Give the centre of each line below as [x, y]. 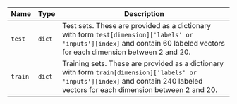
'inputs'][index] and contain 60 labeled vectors [144, 43]
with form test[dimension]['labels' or [128, 34]
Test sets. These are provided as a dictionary [137, 26]
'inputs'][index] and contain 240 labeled [133, 81]
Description [144, 14]
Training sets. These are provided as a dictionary [143, 64]
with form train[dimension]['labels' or [130, 72]
